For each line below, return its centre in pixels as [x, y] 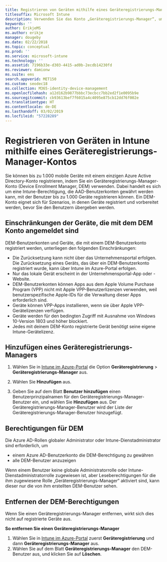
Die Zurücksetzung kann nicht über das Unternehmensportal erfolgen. [84, 258]
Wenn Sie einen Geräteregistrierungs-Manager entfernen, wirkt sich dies [80, 513]
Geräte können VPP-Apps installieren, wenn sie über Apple [73, 305]
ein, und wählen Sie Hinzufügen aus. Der [74, 402]
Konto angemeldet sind [42, 231]
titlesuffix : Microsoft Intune [38, 14]
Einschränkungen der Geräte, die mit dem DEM [79, 223]
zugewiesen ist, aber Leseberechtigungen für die [106, 475]
